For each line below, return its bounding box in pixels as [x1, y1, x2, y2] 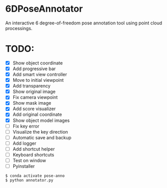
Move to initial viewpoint [12, 77, 64, 83]
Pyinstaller [12, 163, 35, 169]
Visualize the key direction [12, 129, 68, 135]
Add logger [12, 140, 37, 146]
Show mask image [12, 100, 51, 106]
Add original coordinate [12, 111, 62, 117]
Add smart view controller [12, 72, 67, 77]
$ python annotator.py [5, 178, 53, 183]
